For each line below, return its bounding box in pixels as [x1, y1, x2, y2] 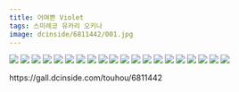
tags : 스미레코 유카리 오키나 [9, 21, 103, 30]
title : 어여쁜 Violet [9, 13, 85, 22]
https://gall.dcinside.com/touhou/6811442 [9, 72, 163, 83]
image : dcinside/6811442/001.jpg [9, 29, 134, 38]
